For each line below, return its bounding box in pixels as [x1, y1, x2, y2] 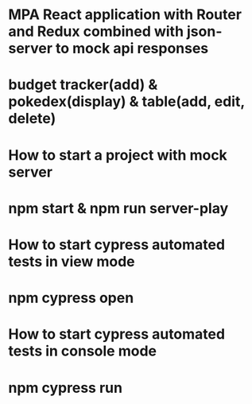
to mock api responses [55, 40, 209, 57]
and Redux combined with [8, 22, 184, 41]
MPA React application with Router [8, 6, 242, 24]
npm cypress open [8, 289, 134, 307]
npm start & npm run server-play [8, 199, 229, 217]
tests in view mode [8, 252, 135, 270]
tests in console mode [8, 342, 157, 360]
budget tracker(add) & [8, 76, 158, 94]
